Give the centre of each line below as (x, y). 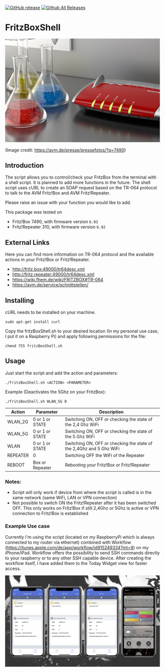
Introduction (25, 166)
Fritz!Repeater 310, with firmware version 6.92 (59, 227)
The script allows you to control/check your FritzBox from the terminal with (81, 177)
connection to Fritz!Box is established (50, 514)
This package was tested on (34, 212)
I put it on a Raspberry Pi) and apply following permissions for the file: (76, 336)
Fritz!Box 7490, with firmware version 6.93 (55, 222)
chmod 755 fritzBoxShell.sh (34, 346)
